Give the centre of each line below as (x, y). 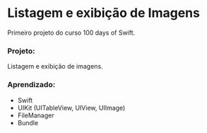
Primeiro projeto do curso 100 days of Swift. (71, 33)
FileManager (36, 115)
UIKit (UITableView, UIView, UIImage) (71, 108)
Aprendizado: (31, 85)
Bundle (28, 122)
